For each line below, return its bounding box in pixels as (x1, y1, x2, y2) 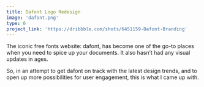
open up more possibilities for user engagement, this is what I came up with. (6, 74, 199, 81)
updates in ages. (6, 55, 48, 63)
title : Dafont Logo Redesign (6, 9, 81, 15)
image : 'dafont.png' (6, 15, 59, 21)
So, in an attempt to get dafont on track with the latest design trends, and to (6, 68, 197, 75)
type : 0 (6, 20, 26, 26)
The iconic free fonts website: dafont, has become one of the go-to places (6, 43, 194, 50)
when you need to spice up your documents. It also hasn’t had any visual (6, 49, 191, 57)
